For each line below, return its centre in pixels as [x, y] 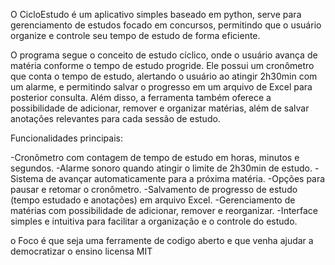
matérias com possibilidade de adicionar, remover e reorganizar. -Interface [164, 210]
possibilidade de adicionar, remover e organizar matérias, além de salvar [160, 108]
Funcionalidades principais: [66, 138]
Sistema [27, 178]
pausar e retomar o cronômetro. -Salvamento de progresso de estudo [154, 189]
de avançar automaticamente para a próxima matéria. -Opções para [185, 178]
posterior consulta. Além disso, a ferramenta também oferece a [141, 97]
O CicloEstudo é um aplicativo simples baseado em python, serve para [156, 14]
